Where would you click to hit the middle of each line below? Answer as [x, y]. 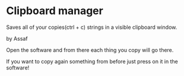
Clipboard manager [55, 11]
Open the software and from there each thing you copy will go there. [90, 50]
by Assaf [17, 38]
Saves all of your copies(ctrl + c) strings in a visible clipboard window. [92, 27]
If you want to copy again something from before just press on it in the [92, 61]
